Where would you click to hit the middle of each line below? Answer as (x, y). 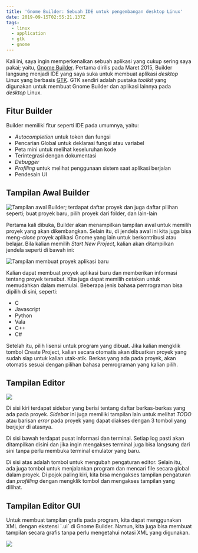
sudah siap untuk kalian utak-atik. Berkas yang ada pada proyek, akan (91, 358)
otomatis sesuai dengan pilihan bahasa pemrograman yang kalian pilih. (92, 364)
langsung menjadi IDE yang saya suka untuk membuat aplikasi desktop (92, 74)
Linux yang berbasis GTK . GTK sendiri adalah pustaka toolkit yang (86, 80)
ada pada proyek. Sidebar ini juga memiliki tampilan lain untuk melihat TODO (99, 414)
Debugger (27, 162)
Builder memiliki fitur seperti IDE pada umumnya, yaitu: (73, 125)
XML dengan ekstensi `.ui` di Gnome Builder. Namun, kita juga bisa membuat (99, 526)
